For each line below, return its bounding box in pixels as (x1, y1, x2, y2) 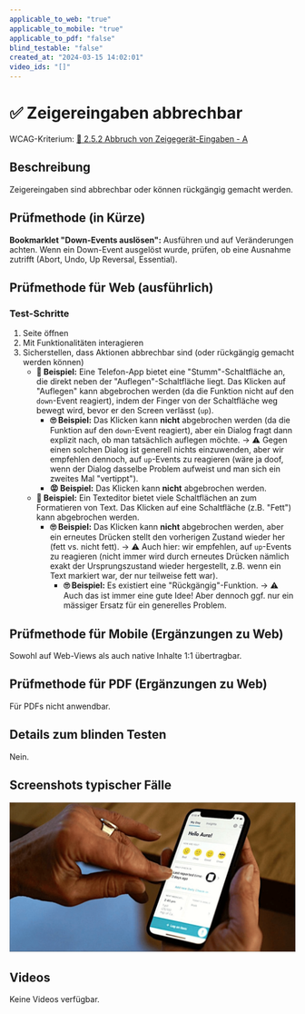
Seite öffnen (22, 328, 69, 339)
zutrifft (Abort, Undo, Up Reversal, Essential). (9, 253, 178, 264)
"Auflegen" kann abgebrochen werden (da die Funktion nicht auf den (35, 386, 295, 397)
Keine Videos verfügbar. (9, 994, 100, 1005)
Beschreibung (9, 160, 91, 175)
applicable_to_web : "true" (9, 15, 112, 24)
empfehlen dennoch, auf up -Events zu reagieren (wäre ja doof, (49, 454, 284, 465)
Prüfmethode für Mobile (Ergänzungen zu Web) (9, 626, 284, 641)
